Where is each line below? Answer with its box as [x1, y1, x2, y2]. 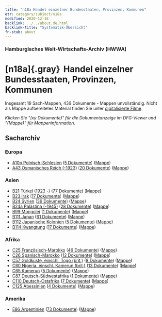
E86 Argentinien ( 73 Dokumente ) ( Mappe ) [12, 306, 96, 312]
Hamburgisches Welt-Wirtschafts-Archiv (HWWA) [5, 46, 127, 52]
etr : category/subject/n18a [5, 12, 62, 17]
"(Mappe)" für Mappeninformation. [5, 120, 76, 126]
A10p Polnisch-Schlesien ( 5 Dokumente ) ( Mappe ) [12, 160, 111, 166]
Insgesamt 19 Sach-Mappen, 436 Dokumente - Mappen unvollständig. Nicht [5, 100, 158, 106]
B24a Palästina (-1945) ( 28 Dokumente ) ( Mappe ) [12, 203, 110, 209]
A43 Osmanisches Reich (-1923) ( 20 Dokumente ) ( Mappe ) [12, 165, 129, 170]
